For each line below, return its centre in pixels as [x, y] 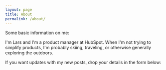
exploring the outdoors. [29, 53]
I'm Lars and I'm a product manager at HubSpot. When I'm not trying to [78, 42]
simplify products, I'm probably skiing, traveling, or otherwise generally [78, 48]
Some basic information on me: [37, 33]
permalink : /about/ [25, 19]
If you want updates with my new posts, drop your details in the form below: [83, 63]
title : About [19, 14]
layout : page [19, 10]
